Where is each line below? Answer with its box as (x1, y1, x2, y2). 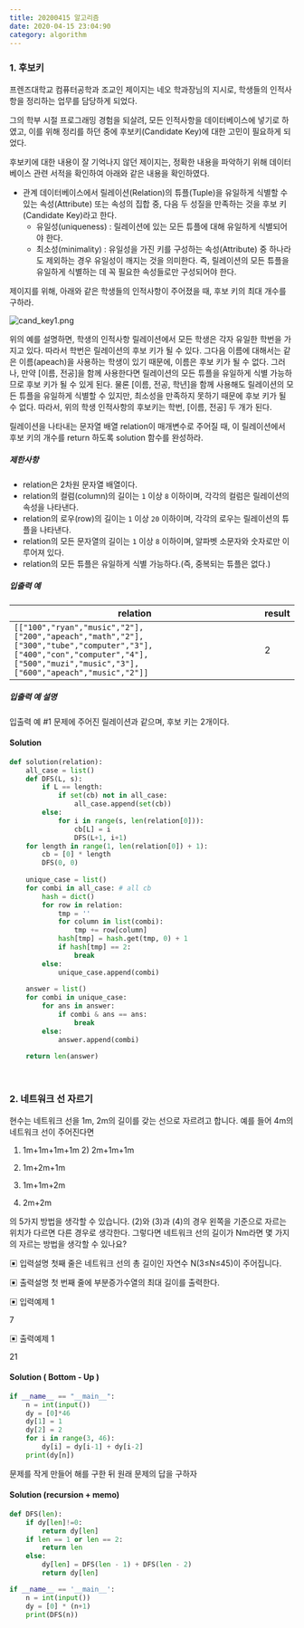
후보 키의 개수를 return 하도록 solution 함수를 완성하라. (9, 432, 204, 443)
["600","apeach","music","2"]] (14, 667, 149, 677)
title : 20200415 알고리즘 (9, 13, 100, 23)
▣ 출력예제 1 (9, 1333, 55, 1344)
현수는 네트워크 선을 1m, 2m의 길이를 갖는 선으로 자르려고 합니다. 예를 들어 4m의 (9, 1115, 294, 1125)
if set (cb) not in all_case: (57, 791, 168, 800)
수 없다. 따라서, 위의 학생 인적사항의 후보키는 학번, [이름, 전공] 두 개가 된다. (9, 401, 273, 412)
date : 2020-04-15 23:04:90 (9, 22, 111, 31)
